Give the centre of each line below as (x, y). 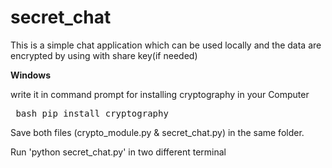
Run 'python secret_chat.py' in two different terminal (118, 152)
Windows (30, 75)
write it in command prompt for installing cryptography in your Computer (160, 94)
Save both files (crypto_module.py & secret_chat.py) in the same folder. (157, 132)
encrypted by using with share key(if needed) (104, 55)
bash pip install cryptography (92, 113)
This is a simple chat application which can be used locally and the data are (166, 45)
